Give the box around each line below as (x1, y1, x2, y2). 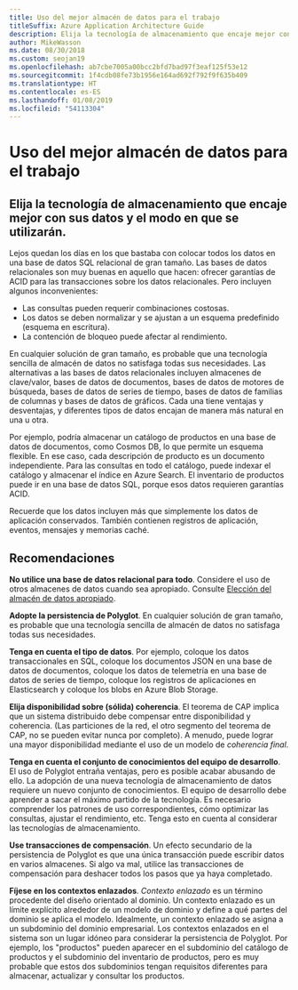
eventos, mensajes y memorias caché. (9, 525, 150, 535)
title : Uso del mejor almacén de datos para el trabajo (9, 12, 220, 22)
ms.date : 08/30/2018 (9, 46, 86, 55)
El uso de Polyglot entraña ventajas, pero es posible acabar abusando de (9, 766, 276, 777)
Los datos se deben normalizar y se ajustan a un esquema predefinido (21, 312, 279, 323)
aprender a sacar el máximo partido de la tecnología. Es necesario (9, 794, 251, 805)
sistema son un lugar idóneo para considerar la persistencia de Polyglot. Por (9, 933, 288, 944)
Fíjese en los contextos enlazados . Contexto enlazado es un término (9, 886, 263, 897)
